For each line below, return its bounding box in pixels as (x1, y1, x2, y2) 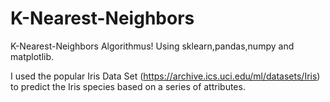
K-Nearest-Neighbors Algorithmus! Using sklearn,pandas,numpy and (10, 40, 295, 52)
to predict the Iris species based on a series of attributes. (10, 80, 246, 92)
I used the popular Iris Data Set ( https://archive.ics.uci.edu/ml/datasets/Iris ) (10, 70, 321, 82)
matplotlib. (10, 50, 55, 62)
